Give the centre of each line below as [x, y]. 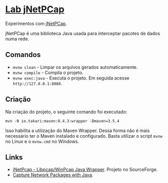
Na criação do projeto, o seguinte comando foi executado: [66, 112]
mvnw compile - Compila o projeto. [48, 72]
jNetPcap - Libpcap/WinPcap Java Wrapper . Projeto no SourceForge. [85, 170]
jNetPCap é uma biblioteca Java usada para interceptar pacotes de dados [83, 33]
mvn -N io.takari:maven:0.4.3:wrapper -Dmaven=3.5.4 [62, 121]
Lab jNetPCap [35, 9]
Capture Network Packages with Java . [53, 175]
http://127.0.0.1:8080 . [37, 83]
